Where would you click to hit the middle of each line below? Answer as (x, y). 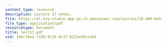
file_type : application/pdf (34, 23)
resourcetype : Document (30, 28)
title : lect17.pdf (24, 32)
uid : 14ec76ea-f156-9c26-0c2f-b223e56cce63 (51, 37)
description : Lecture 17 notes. (39, 14)
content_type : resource (30, 10)
